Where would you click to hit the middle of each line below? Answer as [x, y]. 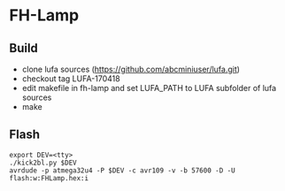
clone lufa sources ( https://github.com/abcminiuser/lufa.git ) [131, 69]
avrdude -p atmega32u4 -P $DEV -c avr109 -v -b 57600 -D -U [123, 170]
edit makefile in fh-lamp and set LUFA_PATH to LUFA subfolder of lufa [149, 88]
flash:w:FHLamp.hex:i [49, 178]
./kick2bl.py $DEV [43, 163]
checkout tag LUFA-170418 [71, 79]
